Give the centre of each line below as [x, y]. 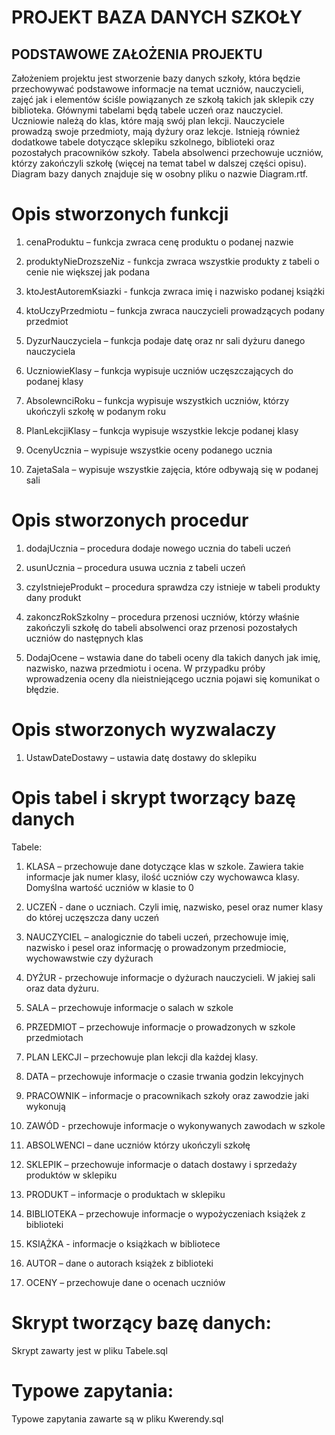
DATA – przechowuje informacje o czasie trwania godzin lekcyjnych [164, 1076]
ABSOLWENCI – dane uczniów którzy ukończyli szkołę [138, 1145]
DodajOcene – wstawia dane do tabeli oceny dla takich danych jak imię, [173, 657]
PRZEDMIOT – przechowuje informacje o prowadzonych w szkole [160, 1027]
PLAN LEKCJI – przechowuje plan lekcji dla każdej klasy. [142, 1057]
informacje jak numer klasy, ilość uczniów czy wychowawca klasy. [162, 877]
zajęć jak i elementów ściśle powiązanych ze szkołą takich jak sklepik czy [163, 99]
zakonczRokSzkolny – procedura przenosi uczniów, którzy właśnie [162, 617]
